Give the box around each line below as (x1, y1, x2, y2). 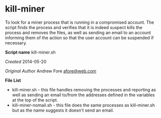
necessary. (5, 40, 28, 45)
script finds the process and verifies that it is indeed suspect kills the (5, 24, 143, 30)
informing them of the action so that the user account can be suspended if (5, 35, 154, 41)
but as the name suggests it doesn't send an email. (12, 107, 114, 113)
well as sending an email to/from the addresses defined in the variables (12, 92, 155, 98)
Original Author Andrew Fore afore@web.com (5, 68, 97, 74)
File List (5, 77, 21, 83)
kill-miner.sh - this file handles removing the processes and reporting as (12, 87, 156, 92)
